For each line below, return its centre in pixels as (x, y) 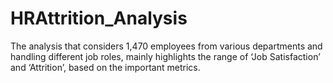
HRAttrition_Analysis (99, 18)
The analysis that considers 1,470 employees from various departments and (166, 46)
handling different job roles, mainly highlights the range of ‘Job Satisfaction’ (165, 56)
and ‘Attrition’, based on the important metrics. (105, 67)
